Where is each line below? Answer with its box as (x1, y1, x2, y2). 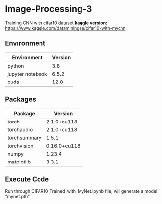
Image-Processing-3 (5, 3, 92, 15)
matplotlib (7, 158, 31, 165)
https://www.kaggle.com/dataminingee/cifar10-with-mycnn (5, 25, 126, 31)
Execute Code (5, 175, 49, 183)
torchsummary (7, 134, 42, 141)
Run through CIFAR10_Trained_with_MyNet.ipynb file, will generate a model (5, 188, 158, 194)
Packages (5, 95, 36, 104)
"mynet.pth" (5, 194, 30, 200)
